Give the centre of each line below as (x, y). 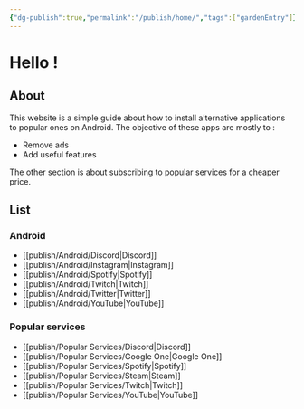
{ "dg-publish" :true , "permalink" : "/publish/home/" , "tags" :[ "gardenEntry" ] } (153, 18)
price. (20, 181)
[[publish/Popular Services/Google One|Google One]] (122, 356)
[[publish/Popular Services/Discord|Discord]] (107, 347)
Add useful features (59, 154)
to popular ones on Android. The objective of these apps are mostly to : (142, 127)
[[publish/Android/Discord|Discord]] (90, 255)
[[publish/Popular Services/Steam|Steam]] (101, 376)
